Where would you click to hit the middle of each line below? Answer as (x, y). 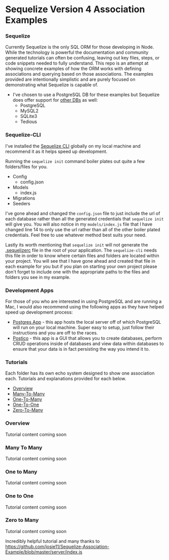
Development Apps (30, 290)
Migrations (24, 198)
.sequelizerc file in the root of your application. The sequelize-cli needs (81, 250)
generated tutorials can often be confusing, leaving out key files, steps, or (82, 58)
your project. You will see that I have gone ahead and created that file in (80, 261)
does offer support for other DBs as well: (55, 100)
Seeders (21, 203)
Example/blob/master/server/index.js (44, 552)
